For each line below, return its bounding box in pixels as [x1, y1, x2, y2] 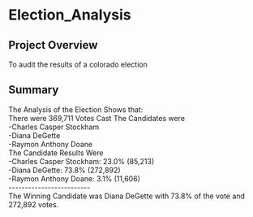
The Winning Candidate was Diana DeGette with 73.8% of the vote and [8, 191, 246, 201]
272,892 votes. [8, 199, 59, 209]
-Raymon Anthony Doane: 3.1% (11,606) [8, 173, 140, 184]
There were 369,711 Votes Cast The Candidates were [8, 113, 185, 123]
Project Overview [8, 38, 98, 52]
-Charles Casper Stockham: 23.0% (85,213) [8, 156, 155, 166]
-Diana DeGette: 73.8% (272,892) [8, 165, 121, 175]
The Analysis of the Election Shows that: [8, 104, 144, 115]
